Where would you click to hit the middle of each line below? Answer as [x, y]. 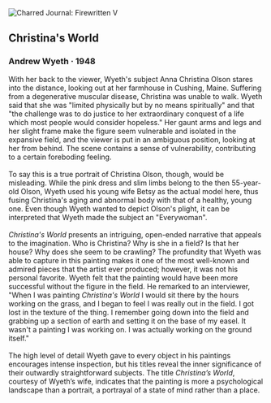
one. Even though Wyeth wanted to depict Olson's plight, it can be [119, 208]
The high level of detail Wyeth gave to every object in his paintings [120, 355]
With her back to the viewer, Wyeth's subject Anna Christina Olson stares [131, 79]
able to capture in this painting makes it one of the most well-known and [129, 260]
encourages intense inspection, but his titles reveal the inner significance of [135, 364]
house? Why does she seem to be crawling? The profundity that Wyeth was [135, 252]
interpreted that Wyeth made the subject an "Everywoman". [108, 217]
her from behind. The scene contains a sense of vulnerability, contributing [132, 148]
